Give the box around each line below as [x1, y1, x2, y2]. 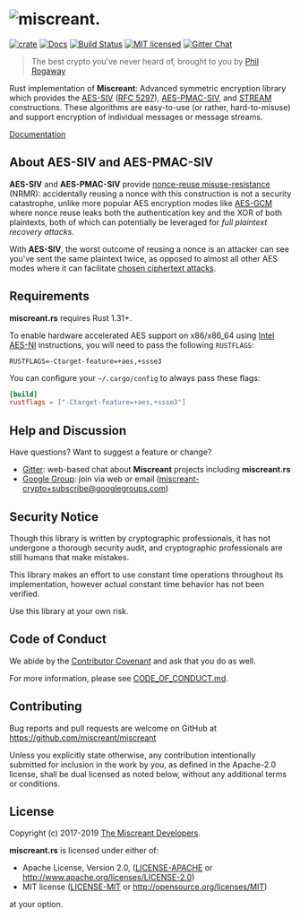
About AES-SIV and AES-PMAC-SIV [9, 155, 213, 170]
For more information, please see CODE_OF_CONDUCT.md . [9, 672, 228, 683]
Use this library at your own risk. [9, 605, 129, 616]
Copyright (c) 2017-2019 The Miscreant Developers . [9, 827, 201, 838]
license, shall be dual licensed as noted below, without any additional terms [9, 768, 287, 779]
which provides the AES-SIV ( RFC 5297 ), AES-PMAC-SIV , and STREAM [9, 92, 272, 103]
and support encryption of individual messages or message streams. [9, 111, 263, 122]
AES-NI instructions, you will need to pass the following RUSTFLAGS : [9, 339, 255, 350]
